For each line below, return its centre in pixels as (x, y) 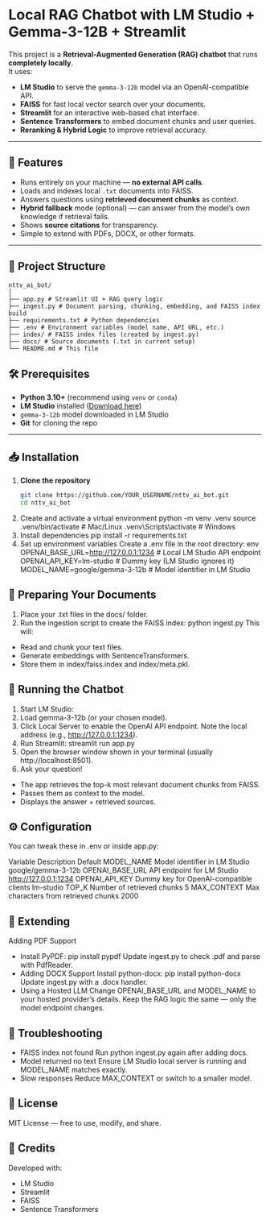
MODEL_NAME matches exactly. (74, 1070)
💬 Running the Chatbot (66, 689)
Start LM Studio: (47, 709)
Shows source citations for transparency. (89, 225)
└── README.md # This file (53, 348)
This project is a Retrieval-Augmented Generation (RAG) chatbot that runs (133, 54)
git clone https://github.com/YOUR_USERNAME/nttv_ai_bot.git (125, 496)
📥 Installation (44, 457)
